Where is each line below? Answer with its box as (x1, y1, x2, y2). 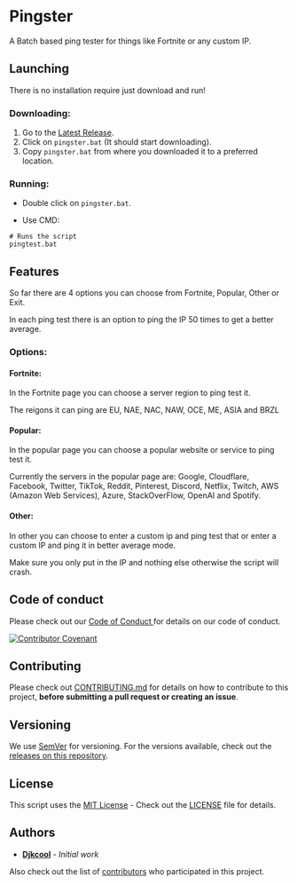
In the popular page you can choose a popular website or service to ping (9, 445, 275, 455)
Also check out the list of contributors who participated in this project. (9, 865, 265, 876)
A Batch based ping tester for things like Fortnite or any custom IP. (9, 36, 252, 46)
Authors (9, 826, 56, 841)
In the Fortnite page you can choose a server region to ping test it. (9, 388, 251, 399)
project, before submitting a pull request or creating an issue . (9, 691, 238, 702)
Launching (9, 61, 69, 76)
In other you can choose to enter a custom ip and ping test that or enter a (9, 530, 277, 541)
